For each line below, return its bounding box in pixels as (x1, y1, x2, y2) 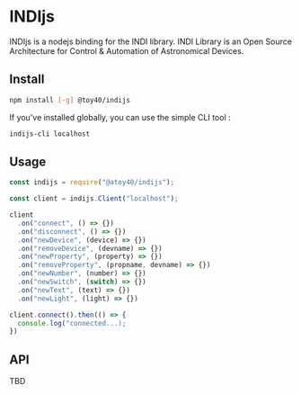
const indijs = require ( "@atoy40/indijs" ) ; (9, 178, 175, 187)
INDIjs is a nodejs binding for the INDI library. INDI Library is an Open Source (9, 36, 292, 47)
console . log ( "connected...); (17, 318, 127, 327)
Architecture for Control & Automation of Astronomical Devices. (9, 45, 244, 56)
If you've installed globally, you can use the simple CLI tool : (9, 112, 231, 122)
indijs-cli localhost (9, 129, 91, 139)
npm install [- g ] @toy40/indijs (9, 95, 130, 104)
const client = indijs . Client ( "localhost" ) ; (9, 194, 179, 203)
